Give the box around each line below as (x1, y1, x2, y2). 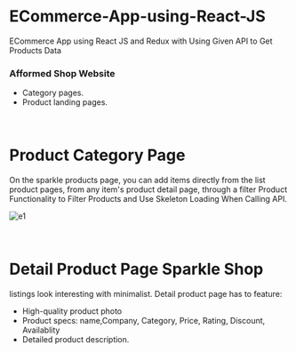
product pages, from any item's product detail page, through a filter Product (9, 184, 287, 195)
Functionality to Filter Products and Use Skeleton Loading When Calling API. (9, 194, 287, 205)
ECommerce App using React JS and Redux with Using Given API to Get (9, 36, 273, 46)
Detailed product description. (21, 334, 130, 345)
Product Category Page (9, 145, 186, 165)
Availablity (21, 325, 60, 335)
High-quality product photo (21, 306, 123, 317)
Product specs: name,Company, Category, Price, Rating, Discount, (21, 316, 266, 326)
